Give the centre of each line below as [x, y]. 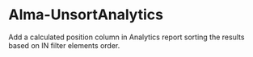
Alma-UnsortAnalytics [86, 15]
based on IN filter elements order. [64, 45]
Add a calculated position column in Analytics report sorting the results [126, 37]
